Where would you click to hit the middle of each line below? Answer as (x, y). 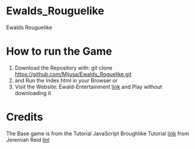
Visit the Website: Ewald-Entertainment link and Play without (88, 87)
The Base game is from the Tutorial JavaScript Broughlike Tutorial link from (98, 133)
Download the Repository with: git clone (63, 68)
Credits (25, 117)
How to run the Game (59, 51)
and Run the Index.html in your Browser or (66, 80)
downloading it (33, 93)
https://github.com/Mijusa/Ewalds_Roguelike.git (73, 74)
